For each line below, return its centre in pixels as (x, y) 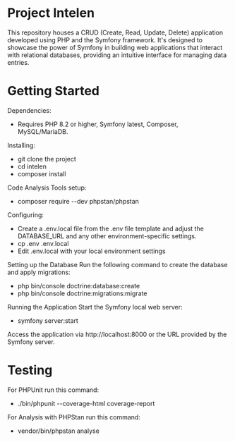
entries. (18, 62)
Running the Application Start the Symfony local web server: (95, 307)
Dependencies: (29, 110)
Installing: (21, 145)
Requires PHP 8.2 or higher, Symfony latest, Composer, (98, 124)
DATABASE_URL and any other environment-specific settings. (107, 236)
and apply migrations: (39, 272)
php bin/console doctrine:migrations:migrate (82, 293)
